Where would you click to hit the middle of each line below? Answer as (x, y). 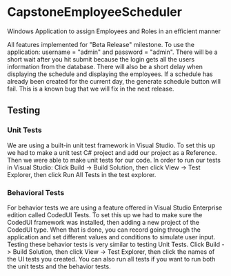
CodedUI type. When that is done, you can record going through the (104, 230)
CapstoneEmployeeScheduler (95, 12)
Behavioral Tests (36, 192)
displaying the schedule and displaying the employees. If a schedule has (110, 74)
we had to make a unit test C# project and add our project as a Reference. (112, 152)
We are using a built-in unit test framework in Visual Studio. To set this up (111, 145)
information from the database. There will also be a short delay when (105, 66)
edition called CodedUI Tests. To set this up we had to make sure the (105, 214)
